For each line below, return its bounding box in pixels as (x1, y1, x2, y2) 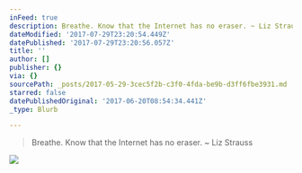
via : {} (9, 72, 39, 81)
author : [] (9, 55, 50, 64)
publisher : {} (9, 64, 63, 73)
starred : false (9, 88, 67, 97)
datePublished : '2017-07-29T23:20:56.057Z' (9, 38, 175, 48)
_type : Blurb (9, 105, 58, 114)
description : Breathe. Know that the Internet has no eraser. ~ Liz (9, 22, 271, 30)
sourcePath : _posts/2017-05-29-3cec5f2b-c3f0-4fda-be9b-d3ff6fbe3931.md (9, 80, 288, 89)
